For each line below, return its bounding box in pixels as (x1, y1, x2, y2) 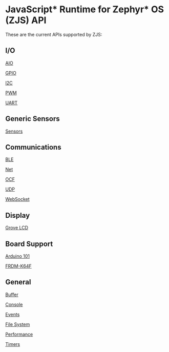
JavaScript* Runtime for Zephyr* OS (5, 4, 164, 15)
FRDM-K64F (5, 263, 32, 269)
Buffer (5, 291, 19, 298)
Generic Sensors (5, 114, 60, 123)
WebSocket (5, 196, 30, 202)
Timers (5, 341, 20, 347)
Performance (5, 331, 33, 337)
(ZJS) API (5, 14, 47, 26)
